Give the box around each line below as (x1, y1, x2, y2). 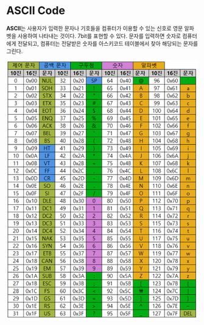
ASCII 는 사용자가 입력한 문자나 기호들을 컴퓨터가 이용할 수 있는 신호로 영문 (6, 24, 183, 32)
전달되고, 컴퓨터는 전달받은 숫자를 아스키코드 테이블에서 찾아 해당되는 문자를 (17, 40, 199, 47)
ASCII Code (6, 4, 66, 18)
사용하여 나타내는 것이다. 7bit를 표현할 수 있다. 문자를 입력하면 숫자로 (17, 32, 181, 40)
